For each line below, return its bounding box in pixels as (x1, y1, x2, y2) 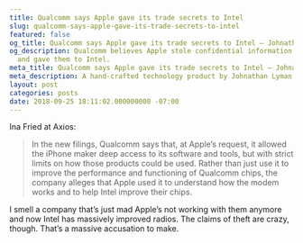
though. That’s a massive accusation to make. (9, 223, 179, 234)
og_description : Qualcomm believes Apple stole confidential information (9, 47, 293, 56)
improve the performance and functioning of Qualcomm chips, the (31, 167, 278, 178)
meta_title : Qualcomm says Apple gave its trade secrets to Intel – (9, 64, 272, 73)
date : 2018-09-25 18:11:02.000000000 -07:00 (9, 96, 179, 106)
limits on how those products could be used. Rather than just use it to (31, 158, 289, 169)
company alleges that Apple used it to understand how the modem (31, 177, 280, 188)
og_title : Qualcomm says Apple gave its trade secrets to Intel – (9, 38, 264, 48)
